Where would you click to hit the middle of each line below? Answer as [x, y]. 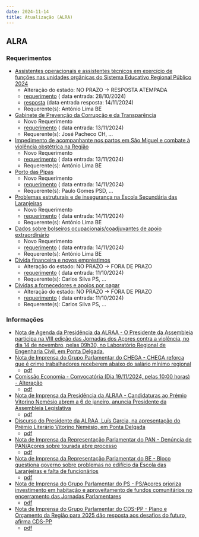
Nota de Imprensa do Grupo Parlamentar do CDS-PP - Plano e [91, 509]
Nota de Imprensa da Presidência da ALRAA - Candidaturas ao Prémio [101, 396]
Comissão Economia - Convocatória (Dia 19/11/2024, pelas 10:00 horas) [102, 377]
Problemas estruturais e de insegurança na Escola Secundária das [96, 197]
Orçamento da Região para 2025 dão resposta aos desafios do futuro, [101, 515]
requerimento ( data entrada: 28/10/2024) [75, 96]
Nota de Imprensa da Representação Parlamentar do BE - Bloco [93, 459]
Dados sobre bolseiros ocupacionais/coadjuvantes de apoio [88, 228]
